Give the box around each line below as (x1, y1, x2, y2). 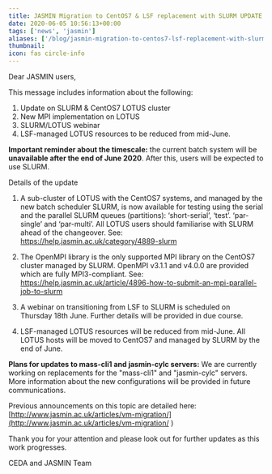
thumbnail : (8, 42, 45, 50)
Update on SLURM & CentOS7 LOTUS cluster (19, 103, 172, 113)
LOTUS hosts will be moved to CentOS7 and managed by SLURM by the (19, 335, 261, 344)
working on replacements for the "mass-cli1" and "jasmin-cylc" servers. (8, 368, 249, 378)
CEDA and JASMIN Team (8, 459, 92, 468)
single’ (19, 220, 43, 228)
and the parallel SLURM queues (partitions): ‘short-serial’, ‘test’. (19, 211, 232, 220)
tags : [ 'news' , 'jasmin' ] (8, 27, 96, 35)
